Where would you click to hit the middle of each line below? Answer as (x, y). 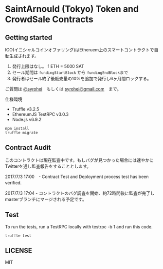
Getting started (29, 37)
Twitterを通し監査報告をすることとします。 (48, 166)
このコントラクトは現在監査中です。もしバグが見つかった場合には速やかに (80, 160)
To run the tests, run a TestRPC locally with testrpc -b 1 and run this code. (79, 226)
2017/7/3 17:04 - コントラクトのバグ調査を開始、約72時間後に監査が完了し (80, 193)
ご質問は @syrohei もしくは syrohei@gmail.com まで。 (63, 89)
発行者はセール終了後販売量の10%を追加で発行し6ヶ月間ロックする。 (82, 78)
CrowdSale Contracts (49, 19)
